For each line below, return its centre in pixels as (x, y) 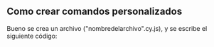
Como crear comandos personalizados (95, 12)
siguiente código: (32, 36)
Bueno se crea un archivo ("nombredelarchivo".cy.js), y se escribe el (107, 28)
